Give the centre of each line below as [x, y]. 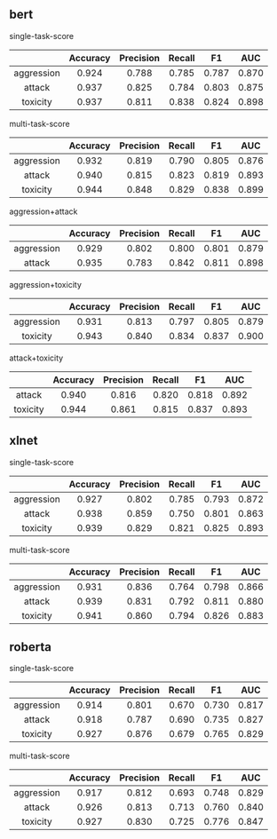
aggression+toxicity [45, 284]
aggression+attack [44, 211]
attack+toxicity [36, 358]
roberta [30, 647]
